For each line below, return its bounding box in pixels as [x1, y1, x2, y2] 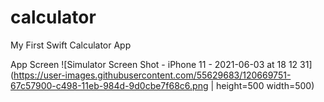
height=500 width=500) [216, 79, 315, 91]
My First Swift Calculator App [10, 39, 132, 51]
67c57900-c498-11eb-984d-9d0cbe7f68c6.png [10, 79, 209, 91]
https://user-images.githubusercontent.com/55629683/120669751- [13, 69, 292, 81]
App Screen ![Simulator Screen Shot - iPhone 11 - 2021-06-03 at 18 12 [10, 58, 298, 70]
